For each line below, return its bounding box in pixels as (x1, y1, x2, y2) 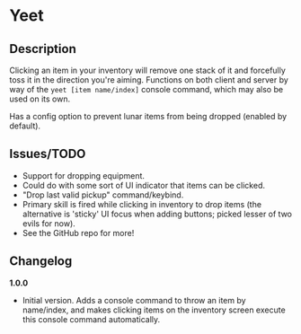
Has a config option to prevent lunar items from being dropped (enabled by (9, 111, 288, 121)
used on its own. (9, 93, 71, 104)
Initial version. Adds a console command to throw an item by (22, 294, 246, 305)
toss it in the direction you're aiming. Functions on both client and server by (9, 75, 289, 85)
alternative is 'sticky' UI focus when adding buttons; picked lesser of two (22, 208, 292, 219)
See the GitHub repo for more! (22, 227, 135, 238)
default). (9, 120, 41, 131)
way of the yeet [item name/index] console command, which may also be (9, 84, 284, 94)
